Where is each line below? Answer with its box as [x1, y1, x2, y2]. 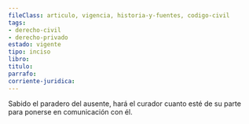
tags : [8, 19, 26, 27]
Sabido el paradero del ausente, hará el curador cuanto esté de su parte [8, 99, 242, 108]
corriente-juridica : [8, 77, 76, 85]
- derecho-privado [8, 33, 68, 42]
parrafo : [8, 70, 37, 78]
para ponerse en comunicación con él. [8, 107, 133, 116]
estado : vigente [8, 41, 61, 49]
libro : [8, 56, 30, 64]
